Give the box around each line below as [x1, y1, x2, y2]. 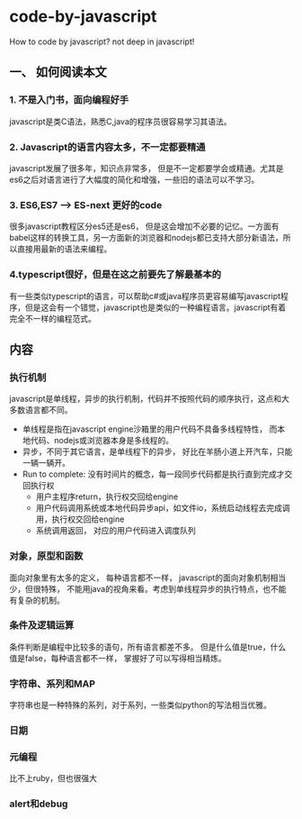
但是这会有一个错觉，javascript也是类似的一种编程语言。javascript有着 [24, 302, 287, 313]
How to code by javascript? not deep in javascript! [9, 36, 195, 47]
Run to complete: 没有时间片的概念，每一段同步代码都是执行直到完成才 [22, 469, 285, 479]
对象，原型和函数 [9, 550, 84, 562]
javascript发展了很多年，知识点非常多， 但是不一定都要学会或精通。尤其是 [9, 162, 284, 173]
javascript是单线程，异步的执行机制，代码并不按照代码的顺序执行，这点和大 [9, 394, 290, 405]
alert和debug [9, 797, 68, 810]
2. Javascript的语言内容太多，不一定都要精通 [9, 141, 206, 153]
